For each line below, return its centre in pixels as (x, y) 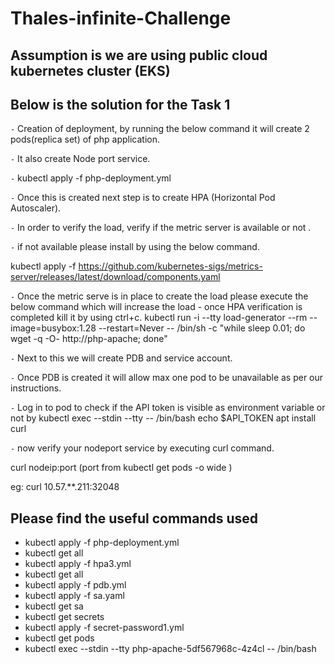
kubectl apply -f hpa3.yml (78, 564)
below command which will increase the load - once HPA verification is (156, 307)
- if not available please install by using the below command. (135, 247)
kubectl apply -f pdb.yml (75, 585)
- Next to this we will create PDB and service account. (121, 358)
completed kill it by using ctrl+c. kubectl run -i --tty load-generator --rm (159, 318)
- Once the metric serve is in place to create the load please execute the (159, 296)
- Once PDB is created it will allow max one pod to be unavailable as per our (167, 378)
